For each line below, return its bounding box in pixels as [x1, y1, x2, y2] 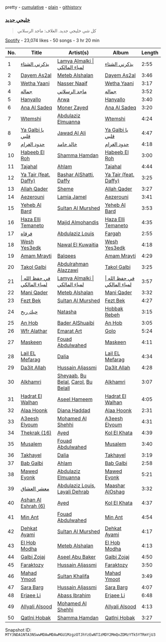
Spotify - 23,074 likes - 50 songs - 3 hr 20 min [5, 37, 100, 44]
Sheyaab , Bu [57, 372, 86, 379]
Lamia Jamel [57, 194, 87, 201]
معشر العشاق [20, 485, 49, 492]
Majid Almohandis [57, 219, 99, 226]
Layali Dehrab [57, 489, 89, 496]
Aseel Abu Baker [57, 554, 96, 561]
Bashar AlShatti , [57, 171, 94, 178]
